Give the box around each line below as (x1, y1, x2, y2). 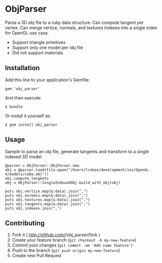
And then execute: (5, 95, 42, 101)
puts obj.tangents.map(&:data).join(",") (5, 202, 90, 206)
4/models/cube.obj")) (5, 172, 49, 177)
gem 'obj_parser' (5, 86, 40, 91)
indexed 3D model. (5, 154, 43, 160)
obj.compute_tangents (5, 176, 49, 181)
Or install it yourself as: (5, 113, 51, 119)
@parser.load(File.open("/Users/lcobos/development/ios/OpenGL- (18, 167, 151, 172)
